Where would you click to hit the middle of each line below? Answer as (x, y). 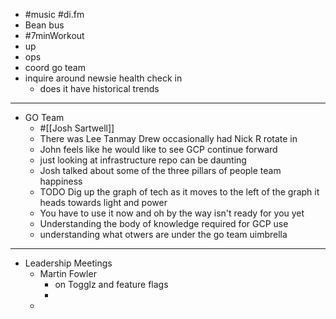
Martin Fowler (68, 273)
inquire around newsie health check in (103, 78)
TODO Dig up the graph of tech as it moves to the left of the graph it (179, 192)
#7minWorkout (54, 35)
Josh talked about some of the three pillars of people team (160, 170)
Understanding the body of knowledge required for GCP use (164, 223)
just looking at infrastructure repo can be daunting (143, 160)
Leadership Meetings (68, 263)
